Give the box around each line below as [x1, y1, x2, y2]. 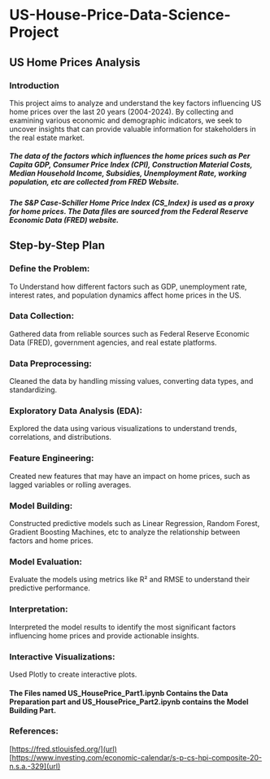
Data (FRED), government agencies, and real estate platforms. [9, 337, 217, 347]
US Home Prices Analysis [9, 55, 141, 69]
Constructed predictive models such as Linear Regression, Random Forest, [9, 519, 260, 529]
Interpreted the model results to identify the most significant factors [9, 622, 237, 632]
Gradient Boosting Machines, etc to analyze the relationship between [9, 527, 241, 537]
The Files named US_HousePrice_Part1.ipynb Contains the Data [9, 688, 229, 698]
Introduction [9, 80, 59, 91]
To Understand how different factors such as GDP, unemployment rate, [9, 281, 247, 291]
